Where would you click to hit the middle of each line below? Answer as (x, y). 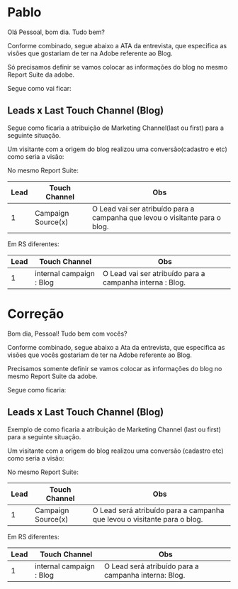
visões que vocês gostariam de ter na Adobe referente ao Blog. (100, 355)
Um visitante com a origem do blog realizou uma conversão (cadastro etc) (116, 451)
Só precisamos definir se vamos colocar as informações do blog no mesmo (118, 67)
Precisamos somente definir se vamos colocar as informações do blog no (115, 368)
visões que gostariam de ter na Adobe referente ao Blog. (90, 53)
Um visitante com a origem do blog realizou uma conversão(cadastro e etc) (118, 149)
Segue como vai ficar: (39, 88)
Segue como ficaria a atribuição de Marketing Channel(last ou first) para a (116, 128)
